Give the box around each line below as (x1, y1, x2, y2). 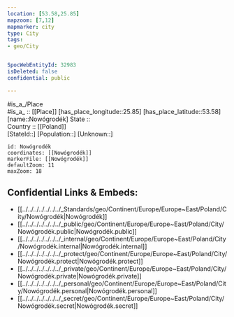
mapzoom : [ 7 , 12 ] (7, 17, 54, 24)
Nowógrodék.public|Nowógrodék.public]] (17, 227, 138, 236)
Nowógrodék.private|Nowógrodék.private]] (17, 272, 142, 281)
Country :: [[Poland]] (7, 122, 66, 130)
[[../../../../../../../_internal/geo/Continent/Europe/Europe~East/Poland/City (17, 235, 227, 244)
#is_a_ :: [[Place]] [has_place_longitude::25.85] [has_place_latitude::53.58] (7, 107, 221, 115)
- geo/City (7, 43, 39, 50)
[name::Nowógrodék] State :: (7, 115, 91, 123)
